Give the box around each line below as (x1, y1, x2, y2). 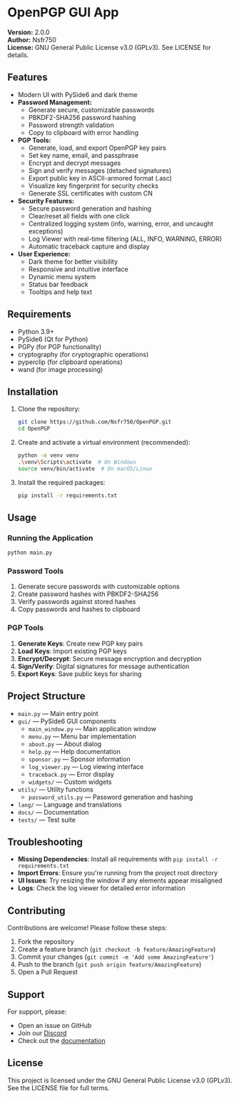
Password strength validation (28, 121, 114, 129)
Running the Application (7, 533, 93, 543)
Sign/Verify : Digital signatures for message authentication (17, 662, 190, 670)
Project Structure (7, 690, 86, 702)
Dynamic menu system (28, 272, 96, 281)
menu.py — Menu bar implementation (28, 732, 137, 740)
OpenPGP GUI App (7, 4, 119, 21)
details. (7, 51, 29, 59)
